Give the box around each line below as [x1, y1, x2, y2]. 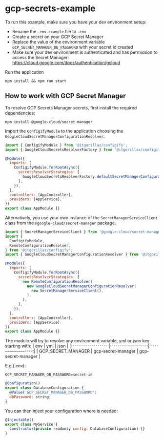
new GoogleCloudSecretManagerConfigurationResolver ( [26, 284, 137, 289]
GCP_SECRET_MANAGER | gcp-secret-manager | [39, 348, 138, 354]
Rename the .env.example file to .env [12, 28, 86, 34]
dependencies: [5, 110, 35, 116]
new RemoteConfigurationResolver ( [22, 279, 93, 284]
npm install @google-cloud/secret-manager [5, 119, 93, 125]
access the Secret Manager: [12, 54, 69, 60]
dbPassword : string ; [9, 394, 51, 399]
